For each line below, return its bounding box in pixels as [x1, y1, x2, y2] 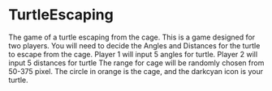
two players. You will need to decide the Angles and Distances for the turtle [8, 40, 261, 50]
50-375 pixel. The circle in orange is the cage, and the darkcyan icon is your [8, 66, 264, 76]
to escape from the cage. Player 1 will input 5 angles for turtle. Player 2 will [8, 49, 258, 59]
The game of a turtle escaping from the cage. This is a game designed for [8, 32, 256, 42]
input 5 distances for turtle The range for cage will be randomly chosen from [8, 58, 265, 68]
